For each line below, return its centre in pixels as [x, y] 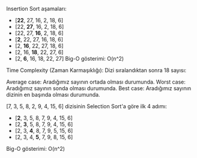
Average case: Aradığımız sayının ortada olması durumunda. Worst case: [96, 82]
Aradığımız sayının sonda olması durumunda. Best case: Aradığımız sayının [98, 88]
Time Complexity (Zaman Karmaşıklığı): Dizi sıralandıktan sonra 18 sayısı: [96, 70]
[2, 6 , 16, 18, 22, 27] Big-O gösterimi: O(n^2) [69, 59]
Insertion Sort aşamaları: [37, 9]
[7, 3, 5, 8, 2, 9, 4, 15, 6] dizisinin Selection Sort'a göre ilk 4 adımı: [86, 106]
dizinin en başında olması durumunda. [53, 95]
